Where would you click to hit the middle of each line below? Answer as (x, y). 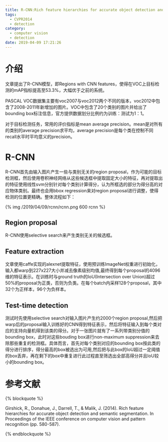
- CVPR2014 (21, 19)
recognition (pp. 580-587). (32, 424)
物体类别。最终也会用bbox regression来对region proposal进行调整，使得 (84, 190)
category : (15, 29)
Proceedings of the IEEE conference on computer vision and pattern (75, 419)
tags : (11, 15)
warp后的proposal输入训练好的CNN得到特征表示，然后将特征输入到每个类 (81, 324)
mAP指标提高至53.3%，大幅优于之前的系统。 (60, 90)
